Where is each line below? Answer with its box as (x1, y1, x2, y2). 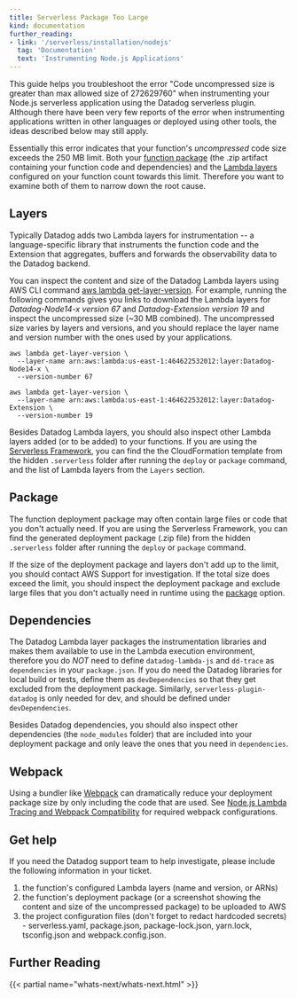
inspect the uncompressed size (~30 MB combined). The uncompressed (9, 312, 275, 324)
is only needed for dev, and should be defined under (39, 693, 231, 703)
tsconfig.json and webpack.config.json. (21, 930, 167, 940)
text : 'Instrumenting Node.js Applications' (17, 54, 184, 63)
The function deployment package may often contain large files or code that (9, 514, 288, 524)
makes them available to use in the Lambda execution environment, (9, 646, 255, 656)
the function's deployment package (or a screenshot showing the (21, 892, 262, 903)
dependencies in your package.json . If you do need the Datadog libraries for (9, 664, 283, 675)
